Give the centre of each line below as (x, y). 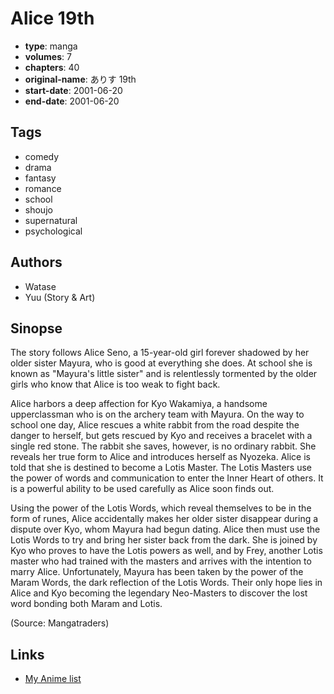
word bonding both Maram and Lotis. (86, 604)
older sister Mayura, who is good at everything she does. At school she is (161, 363)
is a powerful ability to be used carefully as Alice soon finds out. (142, 489)
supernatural (51, 220)
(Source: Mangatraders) (60, 623)
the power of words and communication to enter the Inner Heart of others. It (167, 478)
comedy (42, 156)
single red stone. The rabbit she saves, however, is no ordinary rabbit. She (163, 446)
